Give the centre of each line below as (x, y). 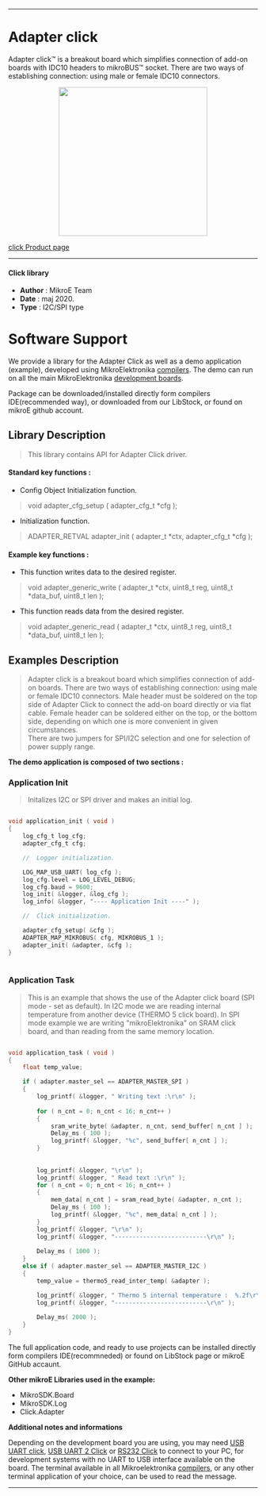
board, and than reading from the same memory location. (121, 1031)
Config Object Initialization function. (78, 490)
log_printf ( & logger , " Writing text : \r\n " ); (116, 1097)
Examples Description (64, 660)
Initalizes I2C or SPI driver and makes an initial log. (110, 800)
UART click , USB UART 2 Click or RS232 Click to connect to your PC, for (126, 1451)
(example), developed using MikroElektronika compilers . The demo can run (131, 370)
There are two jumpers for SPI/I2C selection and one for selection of (139, 738)
